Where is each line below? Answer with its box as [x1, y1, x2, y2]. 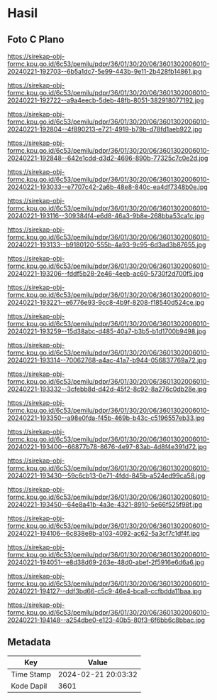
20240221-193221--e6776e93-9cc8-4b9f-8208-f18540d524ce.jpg [7, 298, 204, 306]
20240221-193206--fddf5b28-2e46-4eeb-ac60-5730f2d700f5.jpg [7, 269, 204, 278]
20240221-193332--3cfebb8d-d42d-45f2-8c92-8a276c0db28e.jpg [7, 385, 207, 393]
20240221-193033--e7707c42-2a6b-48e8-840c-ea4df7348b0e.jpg [7, 183, 208, 191]
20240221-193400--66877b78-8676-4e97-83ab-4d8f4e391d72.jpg [7, 443, 207, 451]
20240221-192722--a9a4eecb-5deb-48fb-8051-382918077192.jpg [7, 96, 204, 104]
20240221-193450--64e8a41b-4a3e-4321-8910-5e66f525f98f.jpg [7, 500, 203, 509]
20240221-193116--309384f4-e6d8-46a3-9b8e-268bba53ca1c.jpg [7, 212, 204, 220]
